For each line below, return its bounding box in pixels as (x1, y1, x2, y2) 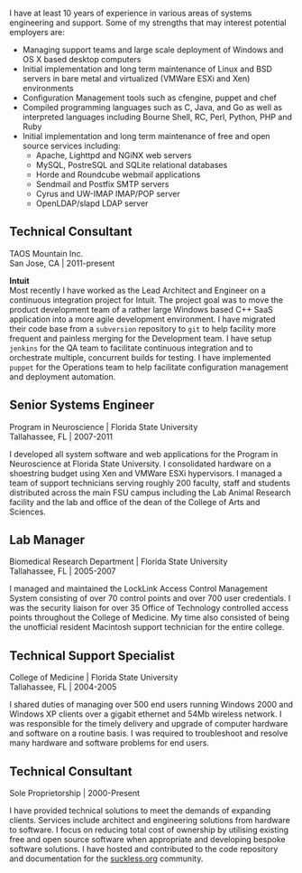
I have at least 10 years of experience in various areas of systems (9, 8, 252, 18)
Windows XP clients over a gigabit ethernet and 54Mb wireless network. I (9, 709, 282, 719)
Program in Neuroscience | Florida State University (9, 421, 198, 432)
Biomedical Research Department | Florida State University (9, 556, 228, 568)
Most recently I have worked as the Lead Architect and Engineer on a (9, 285, 266, 296)
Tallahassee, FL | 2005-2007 (9, 566, 116, 577)
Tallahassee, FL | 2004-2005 (9, 681, 117, 692)
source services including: (22, 140, 121, 151)
